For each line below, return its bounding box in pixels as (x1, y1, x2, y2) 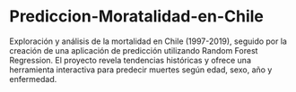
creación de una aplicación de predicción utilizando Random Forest (9, 45, 258, 55)
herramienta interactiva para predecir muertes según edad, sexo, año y (9, 64, 273, 75)
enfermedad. (9, 73, 57, 84)
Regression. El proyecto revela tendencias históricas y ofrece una (9, 54, 252, 65)
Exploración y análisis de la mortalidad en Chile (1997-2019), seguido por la (9, 36, 287, 46)
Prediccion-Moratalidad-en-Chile (9, 6, 265, 27)
